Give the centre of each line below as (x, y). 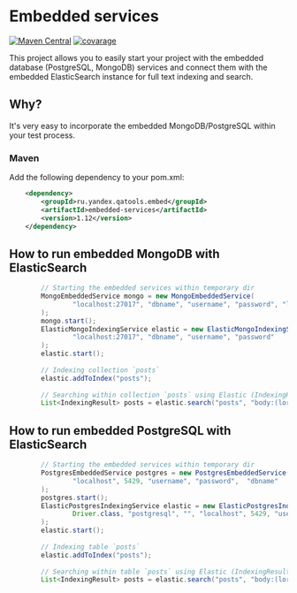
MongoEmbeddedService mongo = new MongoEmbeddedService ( (148, 296)
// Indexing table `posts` (91, 547)
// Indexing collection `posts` (101, 370)
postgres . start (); (75, 498)
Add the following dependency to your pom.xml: (97, 178)
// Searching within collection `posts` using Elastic (144, 395)
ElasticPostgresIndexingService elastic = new (128, 506)
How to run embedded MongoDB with (114, 254)
